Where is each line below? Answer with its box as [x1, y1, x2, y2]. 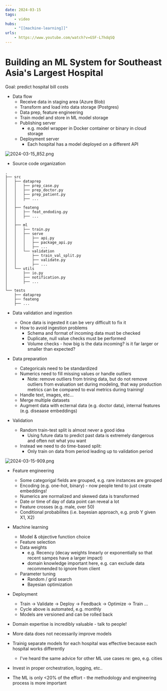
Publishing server [19, 120, 56, 126]
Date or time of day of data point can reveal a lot [19, 498, 120, 504]
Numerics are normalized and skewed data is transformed [19, 493, 140, 499]
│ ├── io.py [5, 270, 43, 275]
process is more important [12, 680, 67, 686]
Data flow [12, 93, 32, 99]
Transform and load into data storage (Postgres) [19, 104, 119, 110]
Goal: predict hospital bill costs [5, 83, 69, 90]
